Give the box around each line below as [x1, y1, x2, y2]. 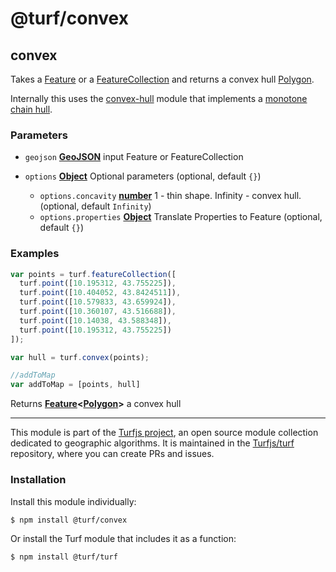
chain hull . [10, 103, 53, 115]
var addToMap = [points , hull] [10, 380, 141, 390]
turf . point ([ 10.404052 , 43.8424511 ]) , [19, 288, 182, 298]
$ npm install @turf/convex [10, 515, 128, 525]
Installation [10, 473, 67, 487]
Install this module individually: [10, 495, 137, 507]
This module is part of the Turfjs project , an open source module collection [10, 427, 319, 439]
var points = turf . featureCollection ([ [10, 269, 177, 279]
